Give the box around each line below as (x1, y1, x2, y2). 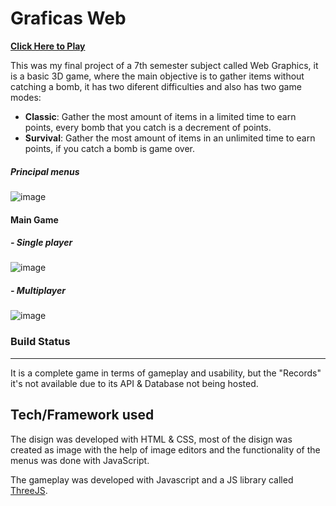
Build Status (10, 335, 71, 349)
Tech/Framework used (10, 407, 155, 424)
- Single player (10, 237, 73, 249)
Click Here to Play (10, 40, 86, 52)
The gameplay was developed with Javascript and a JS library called (10, 473, 294, 486)
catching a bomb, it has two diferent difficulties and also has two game (10, 80, 302, 92)
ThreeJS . (10, 484, 48, 496)
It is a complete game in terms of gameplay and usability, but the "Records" (10, 367, 322, 379)
